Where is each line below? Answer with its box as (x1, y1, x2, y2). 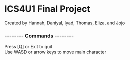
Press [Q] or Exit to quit (4, 44, 53, 50)
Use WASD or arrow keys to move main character (4, 49, 107, 55)
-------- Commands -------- (4, 32, 74, 39)
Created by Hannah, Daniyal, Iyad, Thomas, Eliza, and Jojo (4, 20, 125, 26)
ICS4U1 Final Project (4, 3, 90, 15)
